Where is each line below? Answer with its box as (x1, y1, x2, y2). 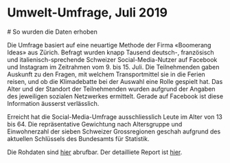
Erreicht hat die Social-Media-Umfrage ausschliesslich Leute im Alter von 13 (7, 112, 223, 121)
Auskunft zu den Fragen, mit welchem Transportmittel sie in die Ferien (7, 70, 206, 78)
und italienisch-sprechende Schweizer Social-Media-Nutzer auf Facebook (7, 55, 218, 63)
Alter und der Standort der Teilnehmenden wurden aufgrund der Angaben (7, 85, 216, 93)
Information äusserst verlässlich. (7, 99, 100, 107)
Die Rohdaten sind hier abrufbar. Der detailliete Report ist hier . (7, 148, 183, 156)
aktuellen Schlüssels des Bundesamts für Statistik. (7, 134, 150, 142)
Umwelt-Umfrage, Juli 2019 (7, 5, 168, 21)
